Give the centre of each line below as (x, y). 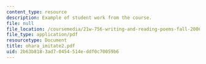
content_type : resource (37, 12)
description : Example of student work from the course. (79, 18)
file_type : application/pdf (42, 35)
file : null (20, 23)
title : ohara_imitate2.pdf (41, 46)
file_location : (26, 29)
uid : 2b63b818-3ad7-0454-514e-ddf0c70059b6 (63, 52)
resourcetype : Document (37, 40)
